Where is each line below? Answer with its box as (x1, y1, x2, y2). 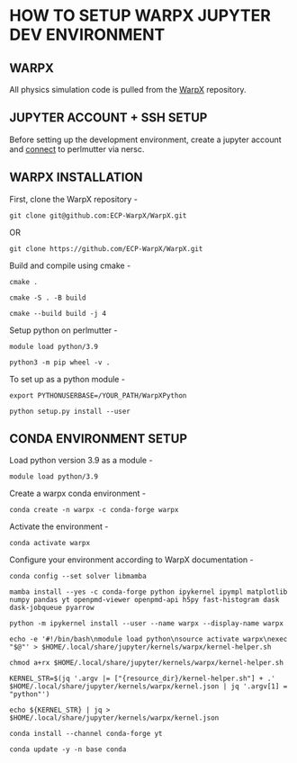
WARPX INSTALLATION (9, 170, 143, 185)
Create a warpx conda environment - (9, 488, 147, 499)
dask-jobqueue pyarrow (9, 604, 94, 613)
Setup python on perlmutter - (9, 325, 118, 336)
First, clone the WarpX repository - (9, 193, 138, 204)
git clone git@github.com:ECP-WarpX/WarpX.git (9, 211, 187, 220)
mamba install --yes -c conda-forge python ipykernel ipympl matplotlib (9, 588, 288, 597)
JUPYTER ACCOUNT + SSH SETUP (9, 110, 208, 126)
